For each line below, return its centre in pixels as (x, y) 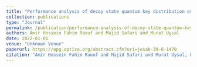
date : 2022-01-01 (27, 38)
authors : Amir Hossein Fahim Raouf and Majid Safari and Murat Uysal (93, 33)
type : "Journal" (26, 22)
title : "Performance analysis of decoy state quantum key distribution (95, 11)
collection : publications (38, 17)
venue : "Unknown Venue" (35, 44)
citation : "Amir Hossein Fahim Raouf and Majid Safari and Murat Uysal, (97, 55)
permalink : (19, 28)
